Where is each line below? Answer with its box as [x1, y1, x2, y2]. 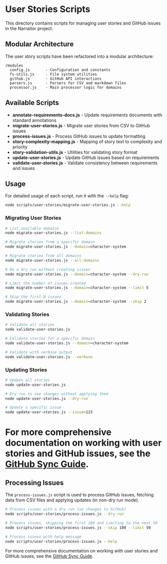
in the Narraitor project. [5, 25, 53, 31]
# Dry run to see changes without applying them [5, 391, 108, 397]
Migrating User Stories [5, 215, 61, 222]
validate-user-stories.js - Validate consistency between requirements [12, 159, 158, 166]
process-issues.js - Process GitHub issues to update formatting [12, 133, 145, 139]
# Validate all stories [5, 322, 55, 327]
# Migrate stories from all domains [5, 253, 81, 259]
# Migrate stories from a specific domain [5, 240, 95, 245]
